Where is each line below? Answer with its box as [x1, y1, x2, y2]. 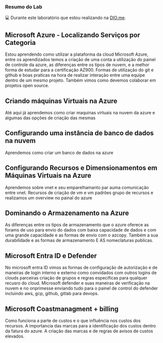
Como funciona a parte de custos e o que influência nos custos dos [5, 318, 141, 323]
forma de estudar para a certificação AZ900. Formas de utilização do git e [5, 67, 154, 73]
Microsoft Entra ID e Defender [5, 252, 97, 260]
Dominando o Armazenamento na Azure [5, 209, 129, 217]
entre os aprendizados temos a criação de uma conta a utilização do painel [5, 57, 156, 63]
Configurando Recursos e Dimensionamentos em [5, 164, 158, 172]
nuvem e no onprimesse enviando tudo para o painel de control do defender [5, 285, 158, 291]
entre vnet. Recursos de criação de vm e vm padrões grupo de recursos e [5, 190, 153, 195]
